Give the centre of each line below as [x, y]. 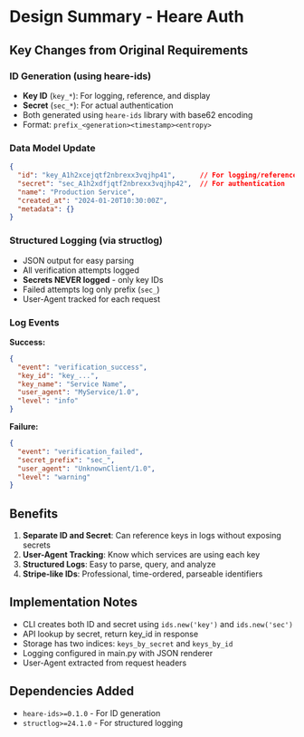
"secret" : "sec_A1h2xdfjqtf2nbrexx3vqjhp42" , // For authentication [151, 183]
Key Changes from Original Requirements [129, 50]
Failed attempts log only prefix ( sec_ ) [91, 289]
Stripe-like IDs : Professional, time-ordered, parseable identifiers [142, 574]
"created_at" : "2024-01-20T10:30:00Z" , [93, 200]
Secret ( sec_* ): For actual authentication [98, 105]
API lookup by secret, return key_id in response [110, 634]
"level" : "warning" [54, 477]
